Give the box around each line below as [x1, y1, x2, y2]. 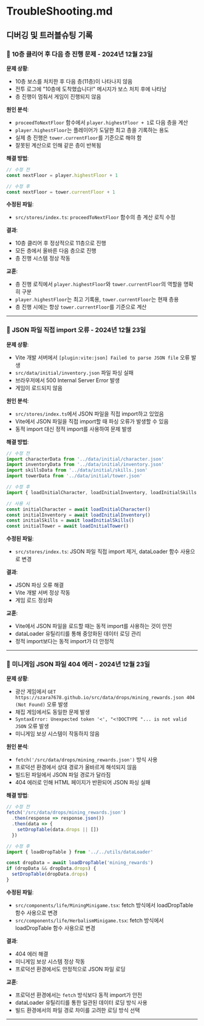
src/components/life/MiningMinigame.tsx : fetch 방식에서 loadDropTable [15, 901, 194, 909]
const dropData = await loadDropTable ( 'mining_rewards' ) [6, 860, 154, 866]
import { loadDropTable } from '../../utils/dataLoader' [6, 849, 154, 855]
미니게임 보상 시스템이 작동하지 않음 [15, 730, 100, 738]
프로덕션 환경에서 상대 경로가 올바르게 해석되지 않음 [15, 764, 137, 771]
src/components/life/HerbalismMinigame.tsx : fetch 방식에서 [15, 916, 164, 924]
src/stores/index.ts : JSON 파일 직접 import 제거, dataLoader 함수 [15, 548, 179, 555]
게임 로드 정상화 [15, 596, 53, 604]
